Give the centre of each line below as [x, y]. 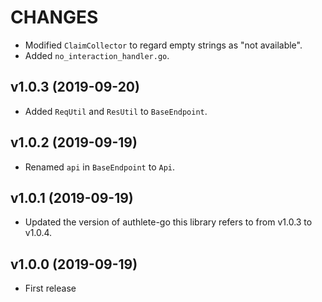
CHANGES [54, 17]
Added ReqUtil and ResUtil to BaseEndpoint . [116, 111]
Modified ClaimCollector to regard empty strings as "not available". [163, 45]
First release [50, 288]
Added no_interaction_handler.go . [97, 55]
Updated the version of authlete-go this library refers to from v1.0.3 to [168, 222]
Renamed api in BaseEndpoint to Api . [100, 167]
